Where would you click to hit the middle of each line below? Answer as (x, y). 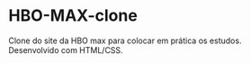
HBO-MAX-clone (73, 16)
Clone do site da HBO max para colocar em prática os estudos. (125, 40)
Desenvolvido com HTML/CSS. (66, 49)
